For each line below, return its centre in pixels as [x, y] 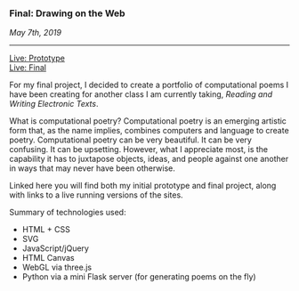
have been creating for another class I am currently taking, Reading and [141, 94]
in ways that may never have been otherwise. [92, 168]
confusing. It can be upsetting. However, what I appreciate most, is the [139, 150]
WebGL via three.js [57, 267]
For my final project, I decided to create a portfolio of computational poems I [149, 85]
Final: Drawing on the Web [68, 13]
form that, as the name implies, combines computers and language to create [149, 131]
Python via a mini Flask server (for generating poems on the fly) [139, 277]
